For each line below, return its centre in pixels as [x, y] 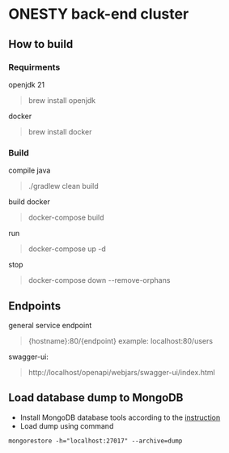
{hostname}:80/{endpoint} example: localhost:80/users [120, 340]
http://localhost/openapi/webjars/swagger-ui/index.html [122, 372]
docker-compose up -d [67, 249]
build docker [29, 202]
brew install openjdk [62, 100]
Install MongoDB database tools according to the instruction [120, 417]
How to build [41, 44]
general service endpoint [50, 325]
